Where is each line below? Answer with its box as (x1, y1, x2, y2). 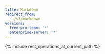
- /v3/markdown (9, 16, 41, 21)
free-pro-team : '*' (9, 26, 49, 30)
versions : (5, 21, 25, 26)
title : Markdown (5, 7, 38, 12)
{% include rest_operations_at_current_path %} (5, 44, 100, 49)
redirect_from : (5, 12, 36, 17)
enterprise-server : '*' (9, 30, 58, 35)
